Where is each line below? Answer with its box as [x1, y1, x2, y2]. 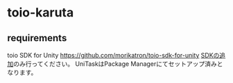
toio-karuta [7, 5, 74, 21]
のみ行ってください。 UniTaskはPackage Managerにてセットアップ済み [13, 60, 217, 68]
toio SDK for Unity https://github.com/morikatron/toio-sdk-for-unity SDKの [7, 51, 220, 59]
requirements [7, 32, 67, 44]
